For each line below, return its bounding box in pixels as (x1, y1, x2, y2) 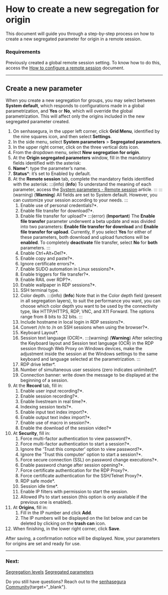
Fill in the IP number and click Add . (20, 510, 92, 516)
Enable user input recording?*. (20, 388, 84, 394)
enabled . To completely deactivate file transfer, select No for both (20, 239, 158, 245)
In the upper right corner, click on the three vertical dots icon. (12, 144, 139, 150)
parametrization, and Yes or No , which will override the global (5, 108, 133, 114)
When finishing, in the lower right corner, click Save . (12, 526, 121, 532)
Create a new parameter (5, 84, 83, 93)
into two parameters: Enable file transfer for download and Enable (20, 223, 159, 230)
